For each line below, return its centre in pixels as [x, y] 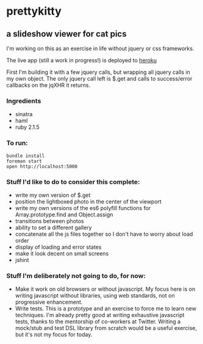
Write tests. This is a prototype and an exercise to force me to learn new [106, 309]
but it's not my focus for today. [54, 335]
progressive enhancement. [49, 302]
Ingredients [24, 101]
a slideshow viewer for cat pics [66, 34]
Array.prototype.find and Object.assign [64, 214]
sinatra [24, 114]
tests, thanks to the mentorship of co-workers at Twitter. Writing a [98, 321]
